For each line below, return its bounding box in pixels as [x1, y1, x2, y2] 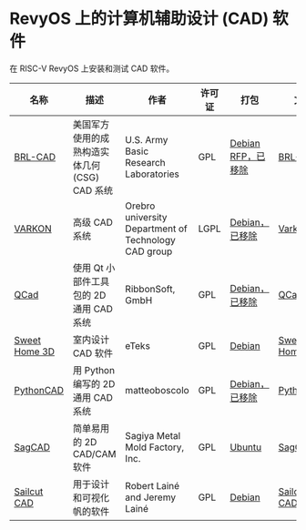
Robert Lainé [125, 479, 180, 492]
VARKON [14, 222, 52, 235]
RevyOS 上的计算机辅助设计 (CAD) [9, 8, 270, 29]
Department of [125, 222, 189, 235]
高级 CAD [72, 216, 114, 229]
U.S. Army [125, 133, 168, 146]
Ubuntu [229, 441, 262, 454]
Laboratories [125, 168, 180, 180]
